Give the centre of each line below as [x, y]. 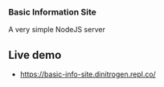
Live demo [35, 55]
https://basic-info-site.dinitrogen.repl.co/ [88, 74]
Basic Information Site [52, 12]
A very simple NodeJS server [57, 30]
